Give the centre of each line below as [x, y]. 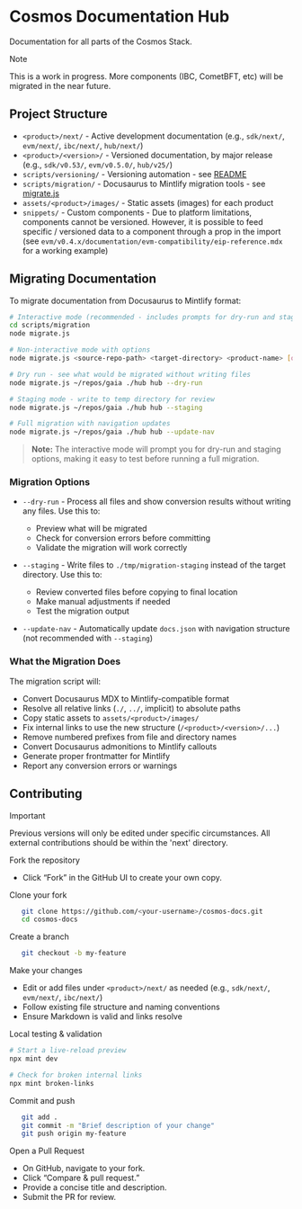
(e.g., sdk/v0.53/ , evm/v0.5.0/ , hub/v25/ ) [98, 165]
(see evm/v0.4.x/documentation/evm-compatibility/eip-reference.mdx [152, 241]
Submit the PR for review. [69, 1197]
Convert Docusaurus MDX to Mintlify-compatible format [126, 698]
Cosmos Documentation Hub [120, 17]
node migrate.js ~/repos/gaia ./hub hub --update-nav [112, 432]
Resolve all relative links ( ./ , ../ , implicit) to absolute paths [131, 708]
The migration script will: [55, 681]
